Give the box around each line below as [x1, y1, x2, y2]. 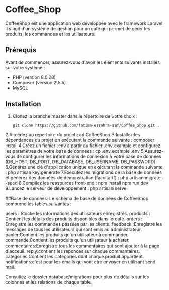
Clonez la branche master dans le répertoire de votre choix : [12, 113, 138, 119]
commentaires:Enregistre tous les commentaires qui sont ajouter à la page [5, 243, 160, 249]
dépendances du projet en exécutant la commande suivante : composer [5, 137, 155, 143]
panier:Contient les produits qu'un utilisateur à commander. [5, 231, 129, 238]
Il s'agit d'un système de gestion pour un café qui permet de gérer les [5, 25, 150, 31]
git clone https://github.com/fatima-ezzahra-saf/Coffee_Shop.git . [12, 123, 160, 128]
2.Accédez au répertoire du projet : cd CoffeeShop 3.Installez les [5, 131, 140, 137]
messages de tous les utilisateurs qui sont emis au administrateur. [5, 226, 142, 232]
